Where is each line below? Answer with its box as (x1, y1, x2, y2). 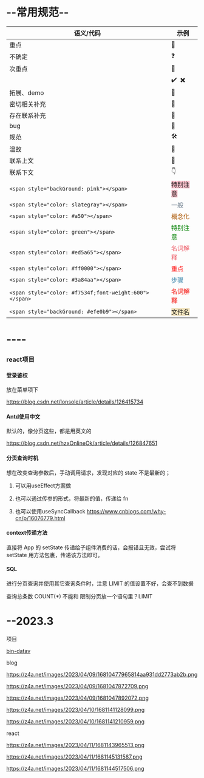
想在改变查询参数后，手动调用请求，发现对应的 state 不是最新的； (6, 468, 171, 476)
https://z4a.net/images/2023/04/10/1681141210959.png (6, 718, 144, 725)
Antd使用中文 (6, 413, 41, 420)
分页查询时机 (6, 455, 38, 462)
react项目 (6, 356, 35, 364)
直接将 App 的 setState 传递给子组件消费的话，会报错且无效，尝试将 (6, 544, 176, 551)
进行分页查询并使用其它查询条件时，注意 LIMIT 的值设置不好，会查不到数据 (6, 580, 194, 587)
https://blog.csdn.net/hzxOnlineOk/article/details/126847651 (6, 439, 158, 447)
